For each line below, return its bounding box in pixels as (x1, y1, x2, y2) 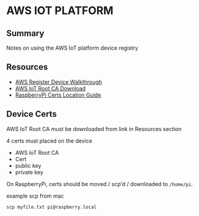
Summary (6, 28, 45, 39)
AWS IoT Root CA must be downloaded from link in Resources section (6, 125, 182, 132)
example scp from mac (6, 192, 64, 199)
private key (15, 168, 44, 176)
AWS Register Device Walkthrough (15, 78, 103, 86)
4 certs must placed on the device (6, 137, 93, 144)
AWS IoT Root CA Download (15, 84, 86, 92)
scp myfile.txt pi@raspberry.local (6, 204, 97, 210)
